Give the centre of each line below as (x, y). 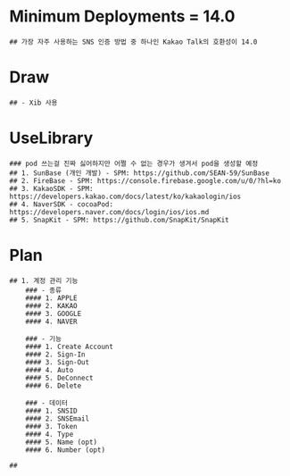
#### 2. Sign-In (56, 355)
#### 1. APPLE (51, 298)
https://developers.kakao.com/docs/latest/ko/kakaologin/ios (125, 196)
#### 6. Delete (54, 386)
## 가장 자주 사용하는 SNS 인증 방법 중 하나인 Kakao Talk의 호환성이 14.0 (133, 42)
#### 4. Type (50, 434)
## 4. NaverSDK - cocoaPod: (62, 204)
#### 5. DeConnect (59, 378)
